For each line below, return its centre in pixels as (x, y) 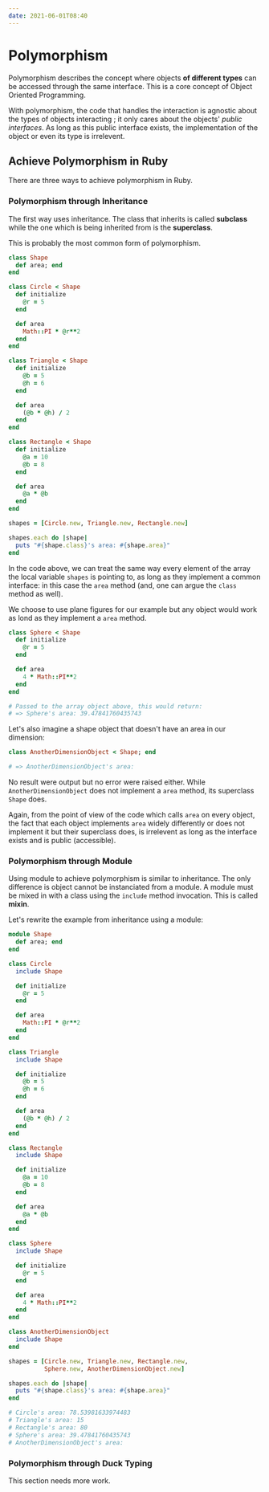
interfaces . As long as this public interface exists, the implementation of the (133, 127)
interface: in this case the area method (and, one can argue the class (122, 585)
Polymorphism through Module (70, 861)
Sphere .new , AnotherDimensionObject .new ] (114, 1369)
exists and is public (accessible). (62, 841)
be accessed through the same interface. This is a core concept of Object (130, 86)
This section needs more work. (59, 1480)
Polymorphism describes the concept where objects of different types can (132, 78)
